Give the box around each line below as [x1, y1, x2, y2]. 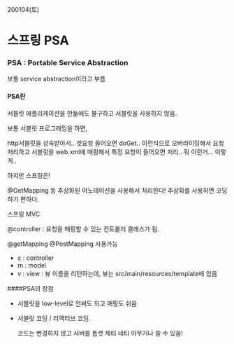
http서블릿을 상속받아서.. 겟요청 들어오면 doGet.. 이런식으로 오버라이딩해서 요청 [7, 139, 225, 147]
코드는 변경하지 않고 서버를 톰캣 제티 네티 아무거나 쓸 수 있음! [17, 329, 184, 337]
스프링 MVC [7, 209, 41, 218]
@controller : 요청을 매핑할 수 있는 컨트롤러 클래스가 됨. [7, 224, 159, 233]
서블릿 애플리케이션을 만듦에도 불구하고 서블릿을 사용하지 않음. [7, 109, 177, 117]
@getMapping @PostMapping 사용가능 [7, 240, 118, 248]
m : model [17, 261, 47, 269]
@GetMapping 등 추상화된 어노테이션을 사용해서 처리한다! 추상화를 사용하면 [7, 186, 214, 194]
